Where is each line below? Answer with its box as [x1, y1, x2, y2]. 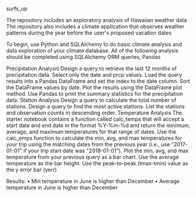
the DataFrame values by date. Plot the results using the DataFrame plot [6, 84, 183, 91]
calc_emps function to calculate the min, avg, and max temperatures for [6, 135, 183, 142]
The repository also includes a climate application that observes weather [6, 23, 185, 30]
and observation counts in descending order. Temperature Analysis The [6, 110, 182, 116]
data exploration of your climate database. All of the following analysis [6, 47, 179, 54]
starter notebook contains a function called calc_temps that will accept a [6, 115, 185, 123]
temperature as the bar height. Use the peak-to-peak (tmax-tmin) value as [6, 160, 189, 167]
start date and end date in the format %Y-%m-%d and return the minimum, [6, 122, 191, 129]
